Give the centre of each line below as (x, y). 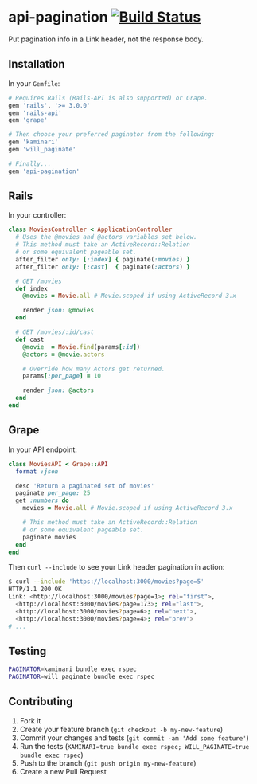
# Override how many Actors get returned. (94, 369)
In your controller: (37, 215)
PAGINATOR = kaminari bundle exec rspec (72, 669)
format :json (37, 471)
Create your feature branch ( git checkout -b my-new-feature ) (121, 729)
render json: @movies (58, 311)
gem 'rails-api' (35, 113)
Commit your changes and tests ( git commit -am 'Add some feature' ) (134, 738)
